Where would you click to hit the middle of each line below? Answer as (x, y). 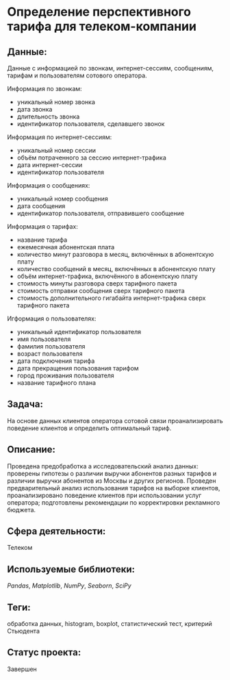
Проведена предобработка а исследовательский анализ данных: (103, 466)
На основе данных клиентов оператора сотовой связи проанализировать (115, 420)
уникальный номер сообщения (62, 199)
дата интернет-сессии (50, 165)
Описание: (31, 450)
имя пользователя (44, 339)
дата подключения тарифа (56, 361)
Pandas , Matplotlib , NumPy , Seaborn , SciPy (69, 585)
